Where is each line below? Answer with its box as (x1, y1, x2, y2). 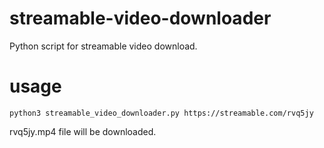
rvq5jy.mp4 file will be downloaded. (9, 125, 157, 137)
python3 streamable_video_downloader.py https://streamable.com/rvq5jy (9, 108, 314, 118)
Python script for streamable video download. (9, 40, 198, 52)
